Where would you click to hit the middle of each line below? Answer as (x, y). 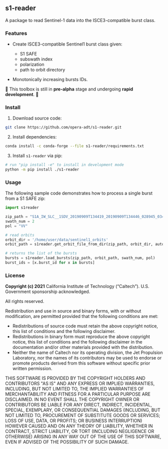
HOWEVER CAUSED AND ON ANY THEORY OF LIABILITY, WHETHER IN (79, 426)
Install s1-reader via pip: (37, 156)
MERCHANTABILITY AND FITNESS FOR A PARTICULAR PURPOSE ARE (78, 394)
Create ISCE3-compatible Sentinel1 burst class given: (67, 44)
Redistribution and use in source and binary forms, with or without (73, 311)
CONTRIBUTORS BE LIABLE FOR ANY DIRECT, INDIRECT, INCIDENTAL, (79, 405)
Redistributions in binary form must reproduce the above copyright (81, 336)
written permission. (32, 368)
